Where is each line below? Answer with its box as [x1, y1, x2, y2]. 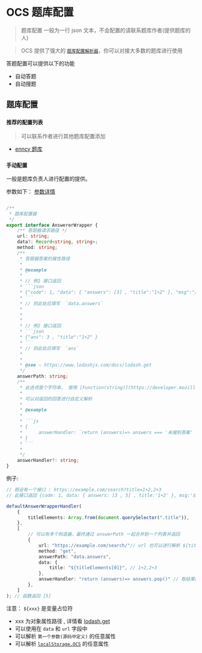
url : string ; [17, 233, 50, 239]
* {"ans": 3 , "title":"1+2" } [19, 334, 98, 341]
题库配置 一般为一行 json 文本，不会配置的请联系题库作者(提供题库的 [20, 27, 191, 34]
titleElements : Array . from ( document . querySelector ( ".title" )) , [28, 514, 189, 520]
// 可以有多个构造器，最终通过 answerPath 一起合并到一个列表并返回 [28, 531, 180, 537]
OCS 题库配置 [6, 5, 74, 19]
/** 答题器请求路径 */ [17, 227, 67, 234]
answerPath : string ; [17, 373, 69, 380]
